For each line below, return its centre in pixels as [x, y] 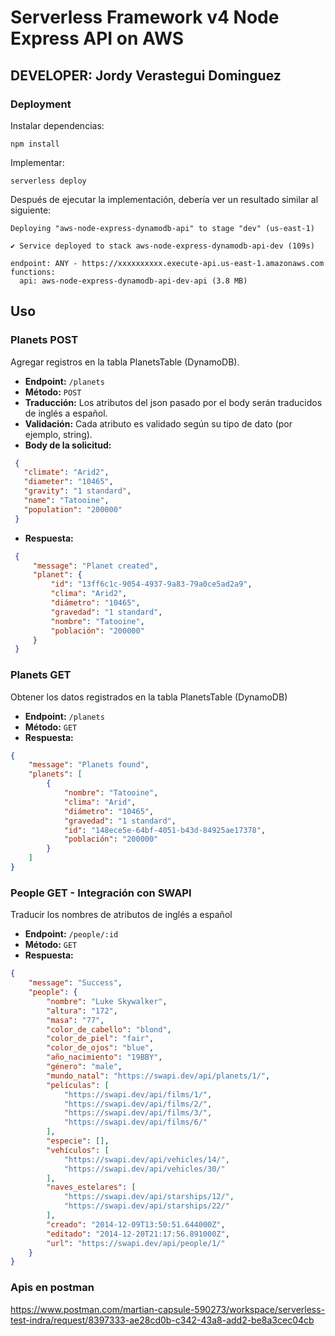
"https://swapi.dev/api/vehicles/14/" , [146, 1159]
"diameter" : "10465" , [68, 482]
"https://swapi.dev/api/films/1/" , [138, 1094]
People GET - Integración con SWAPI [101, 893]
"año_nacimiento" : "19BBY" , [104, 1057]
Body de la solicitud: [68, 445]
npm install [35, 144]
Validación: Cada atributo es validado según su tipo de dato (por [158, 423]
